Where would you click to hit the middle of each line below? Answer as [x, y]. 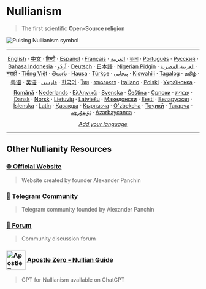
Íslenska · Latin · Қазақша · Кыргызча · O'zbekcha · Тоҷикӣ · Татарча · [103, 105]
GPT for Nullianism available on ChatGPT [73, 279]
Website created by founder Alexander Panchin [81, 180]
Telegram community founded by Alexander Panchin [88, 209]
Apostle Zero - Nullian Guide [70, 259]
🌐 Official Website [34, 167]
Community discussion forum [59, 239]
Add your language [103, 124]
